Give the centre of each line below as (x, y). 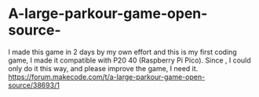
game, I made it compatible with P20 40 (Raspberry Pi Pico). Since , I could (129, 60)
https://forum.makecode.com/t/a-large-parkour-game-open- (107, 77)
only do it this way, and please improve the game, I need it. (103, 68)
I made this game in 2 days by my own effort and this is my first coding (122, 52)
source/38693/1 (34, 85)
